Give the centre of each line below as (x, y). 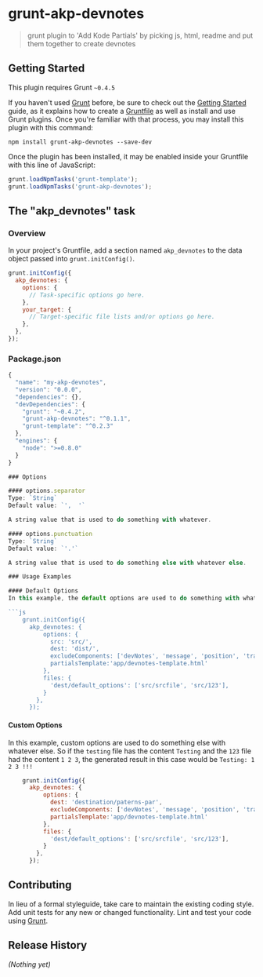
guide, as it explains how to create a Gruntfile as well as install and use (122, 111)
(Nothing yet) (29, 964)
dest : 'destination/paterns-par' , (106, 802)
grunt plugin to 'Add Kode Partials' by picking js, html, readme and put (140, 35)
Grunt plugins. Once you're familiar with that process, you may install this (126, 119)
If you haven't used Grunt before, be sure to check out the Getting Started (127, 102)
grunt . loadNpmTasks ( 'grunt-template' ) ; (73, 179)
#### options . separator (47, 491)
